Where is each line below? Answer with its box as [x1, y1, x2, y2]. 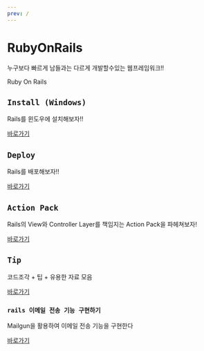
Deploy [7, 150, 36, 160]
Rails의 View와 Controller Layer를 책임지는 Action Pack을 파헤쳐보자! [7, 220, 197, 228]
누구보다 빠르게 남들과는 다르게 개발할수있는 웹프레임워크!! [7, 64, 165, 72]
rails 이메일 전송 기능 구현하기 [7, 306, 102, 314]
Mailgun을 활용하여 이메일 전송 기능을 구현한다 [7, 322, 133, 330]
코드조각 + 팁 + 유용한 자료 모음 [7, 272, 93, 281]
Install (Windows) [7, 97, 86, 107]
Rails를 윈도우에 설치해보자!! [7, 115, 84, 123]
